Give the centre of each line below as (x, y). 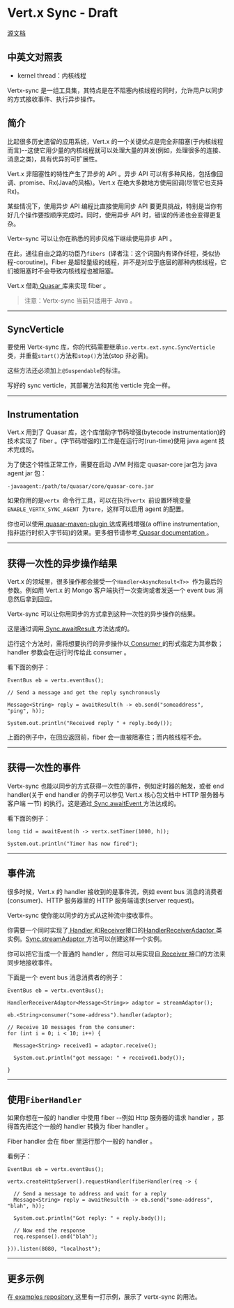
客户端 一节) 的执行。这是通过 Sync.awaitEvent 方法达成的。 (94, 803)
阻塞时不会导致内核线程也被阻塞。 (68, 271)
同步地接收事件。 (32, 962)
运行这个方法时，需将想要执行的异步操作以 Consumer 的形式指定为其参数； (116, 644)
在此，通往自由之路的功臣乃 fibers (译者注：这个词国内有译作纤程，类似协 (114, 253)
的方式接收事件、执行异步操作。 (53, 99)
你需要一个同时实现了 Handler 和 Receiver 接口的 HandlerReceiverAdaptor (111, 930)
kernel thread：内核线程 (52, 76)
